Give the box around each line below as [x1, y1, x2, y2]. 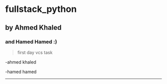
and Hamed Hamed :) [5, 38, 57, 45]
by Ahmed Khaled [5, 23, 62, 32]
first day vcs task [17, 49, 53, 55]
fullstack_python [5, 3, 77, 15]
